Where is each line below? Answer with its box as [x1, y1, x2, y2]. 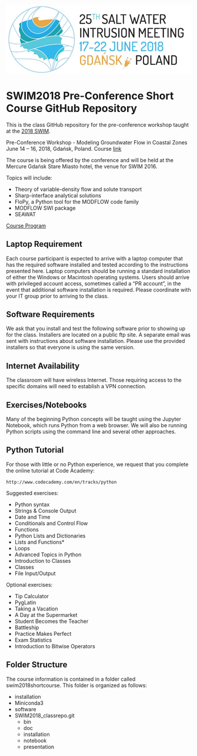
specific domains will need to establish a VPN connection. [6, 383, 147, 390]
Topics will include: [6, 174, 53, 181]
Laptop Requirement [6, 239, 82, 249]
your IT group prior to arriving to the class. [6, 292, 109, 299]
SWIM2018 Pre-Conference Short [6, 90, 174, 103]
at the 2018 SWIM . [6, 127, 51, 134]
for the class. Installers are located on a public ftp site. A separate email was [6, 331, 191, 338]
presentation [23, 743, 55, 750]
